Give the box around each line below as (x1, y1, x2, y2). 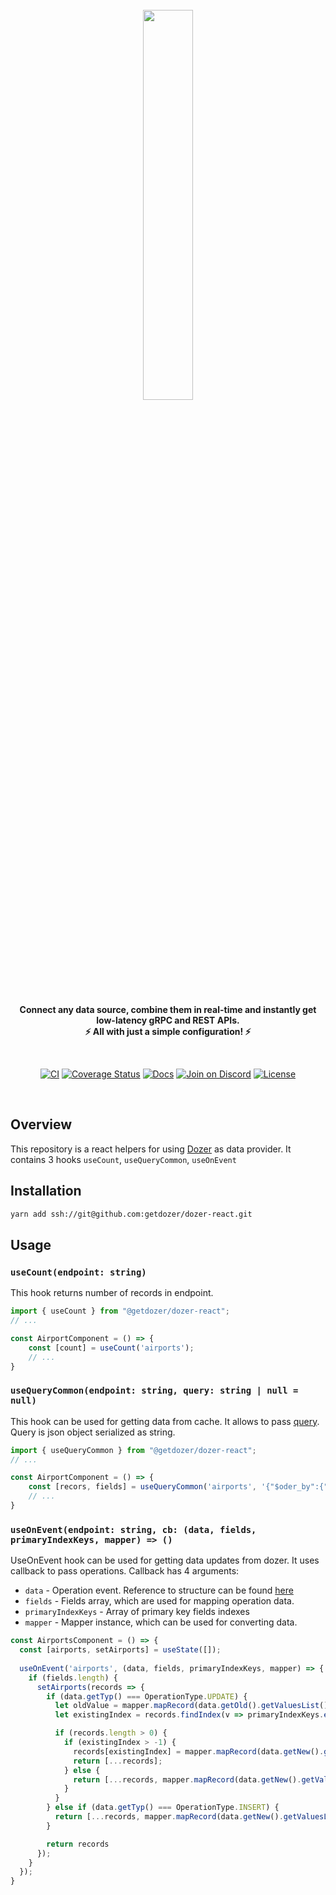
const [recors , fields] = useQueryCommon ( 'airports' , (28, 1482, 257, 1492)
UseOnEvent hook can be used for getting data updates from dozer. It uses (10, 1554, 320, 1567)
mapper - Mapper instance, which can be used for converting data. (24, 1616, 298, 1628)
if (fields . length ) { (28, 1673, 118, 1683)
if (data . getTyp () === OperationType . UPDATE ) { (46, 1691, 248, 1702)
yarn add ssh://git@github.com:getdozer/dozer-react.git (10, 1209, 253, 1219)
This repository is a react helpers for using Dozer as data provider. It (10, 1143, 292, 1155)
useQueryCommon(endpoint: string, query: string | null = (10, 1385, 299, 1397)
